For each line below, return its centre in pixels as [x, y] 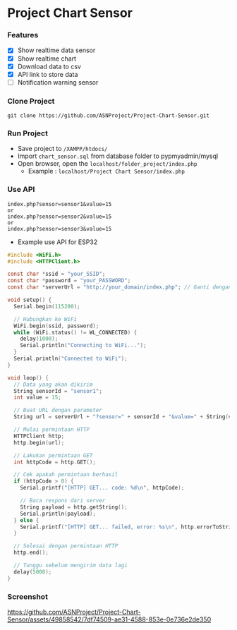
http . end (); [31, 553]
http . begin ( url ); [39, 442]
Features [23, 35]
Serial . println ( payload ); [58, 514]
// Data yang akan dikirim [53, 384]
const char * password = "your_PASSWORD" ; [69, 281]
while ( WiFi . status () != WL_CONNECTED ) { [75, 332]
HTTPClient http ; [39, 436]
